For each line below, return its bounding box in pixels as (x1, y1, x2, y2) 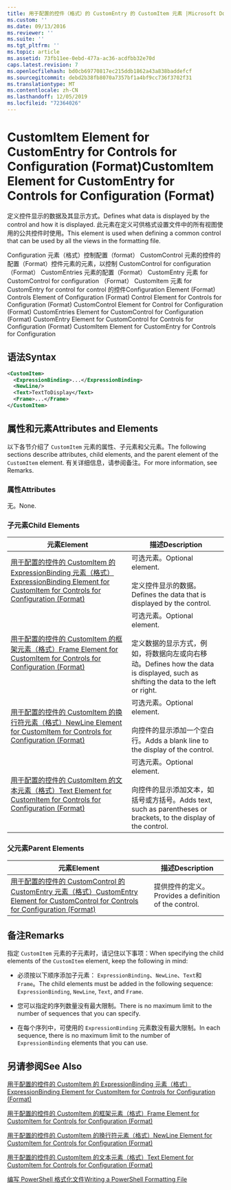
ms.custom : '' (7, 17, 48, 23)
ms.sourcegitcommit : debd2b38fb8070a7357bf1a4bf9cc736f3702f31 (7, 74, 192, 81)
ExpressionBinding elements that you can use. (16, 1038, 148, 1047)
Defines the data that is (131, 590, 206, 599)
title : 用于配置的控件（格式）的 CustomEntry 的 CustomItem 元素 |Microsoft (7, 10, 217, 17)
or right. (131, 686, 157, 695)
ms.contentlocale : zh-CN (7, 87, 78, 94)
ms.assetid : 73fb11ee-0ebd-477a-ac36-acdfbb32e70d (7, 55, 155, 62)
